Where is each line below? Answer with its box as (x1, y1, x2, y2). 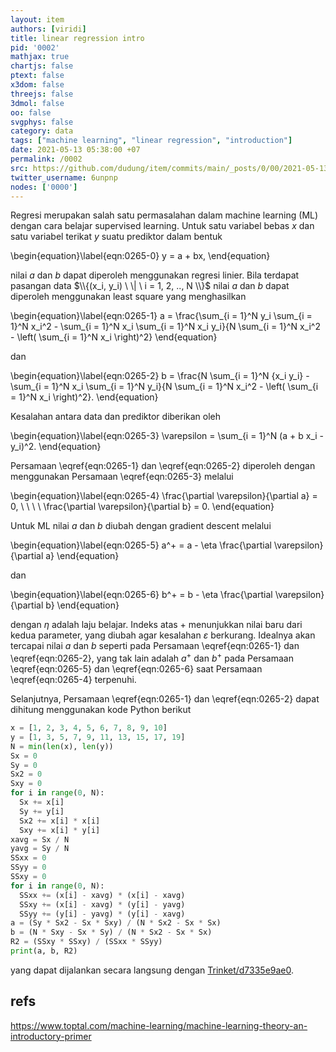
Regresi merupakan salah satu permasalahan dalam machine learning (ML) (10, 209, 319, 221)
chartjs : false (10, 61, 74, 71)
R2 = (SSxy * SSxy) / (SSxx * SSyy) (10, 937, 163, 947)
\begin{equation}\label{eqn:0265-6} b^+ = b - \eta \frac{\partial (10, 589, 273, 601)
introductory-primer (10, 1030, 92, 1042)
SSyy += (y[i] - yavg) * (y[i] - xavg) (19, 909, 186, 919)
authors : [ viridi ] (10, 24, 87, 34)
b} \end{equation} (45, 599, 120, 611)
